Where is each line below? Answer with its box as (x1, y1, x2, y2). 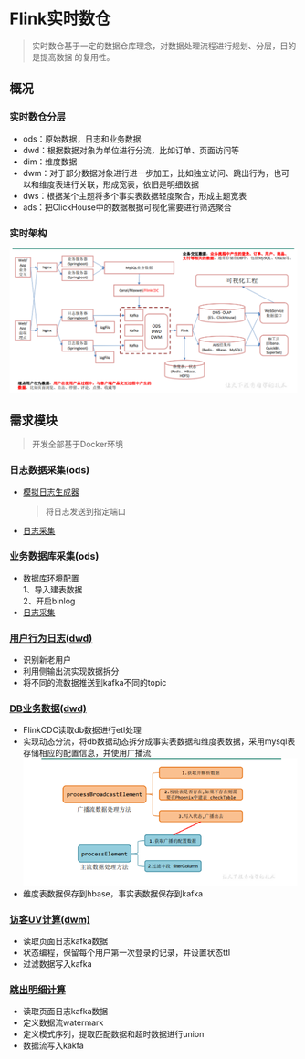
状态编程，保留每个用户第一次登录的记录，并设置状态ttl (22, 947, 231, 958)
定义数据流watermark (22, 1017, 104, 1028)
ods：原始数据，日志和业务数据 (22, 133, 142, 144)
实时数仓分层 (9, 110, 67, 123)
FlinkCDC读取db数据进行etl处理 (22, 725, 142, 736)
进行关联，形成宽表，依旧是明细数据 (62, 179, 199, 190)
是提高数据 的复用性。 (31, 51, 115, 62)
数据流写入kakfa (22, 1040, 84, 1051)
